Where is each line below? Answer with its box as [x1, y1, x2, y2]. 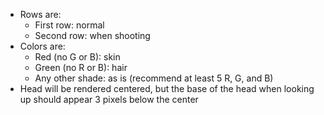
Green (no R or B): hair [34, 62, 128, 73]
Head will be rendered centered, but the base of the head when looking [19, 83, 315, 94]
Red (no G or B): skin [34, 51, 121, 63]
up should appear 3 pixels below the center [19, 94, 199, 105]
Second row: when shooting [34, 30, 151, 41]
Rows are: [19, 9, 62, 20]
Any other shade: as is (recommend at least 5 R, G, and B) [34, 72, 274, 84]
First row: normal [34, 19, 105, 31]
